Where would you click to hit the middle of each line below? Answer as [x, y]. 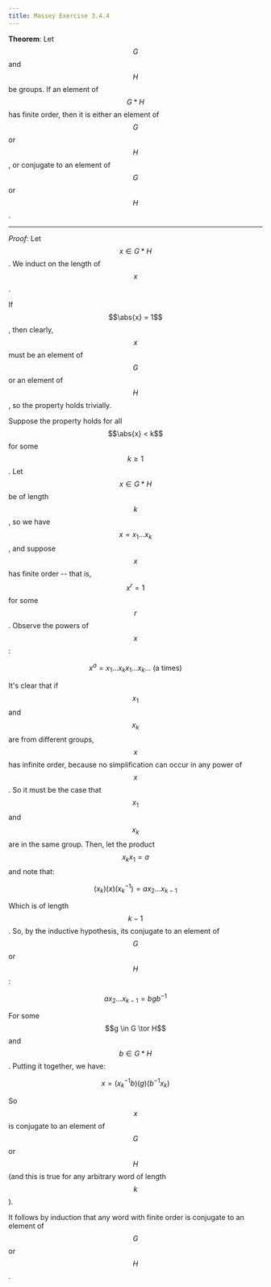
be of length [29, 496]
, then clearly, [31, 329]
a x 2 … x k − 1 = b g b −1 [135, 998]
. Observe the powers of [49, 626]
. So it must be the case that [55, 790]
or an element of [36, 380]
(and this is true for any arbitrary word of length [88, 1176]
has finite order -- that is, [50, 574]
